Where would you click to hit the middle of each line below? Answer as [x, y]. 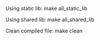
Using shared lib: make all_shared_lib [50, 19]
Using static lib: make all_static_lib [46, 8]
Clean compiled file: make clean [44, 31]
